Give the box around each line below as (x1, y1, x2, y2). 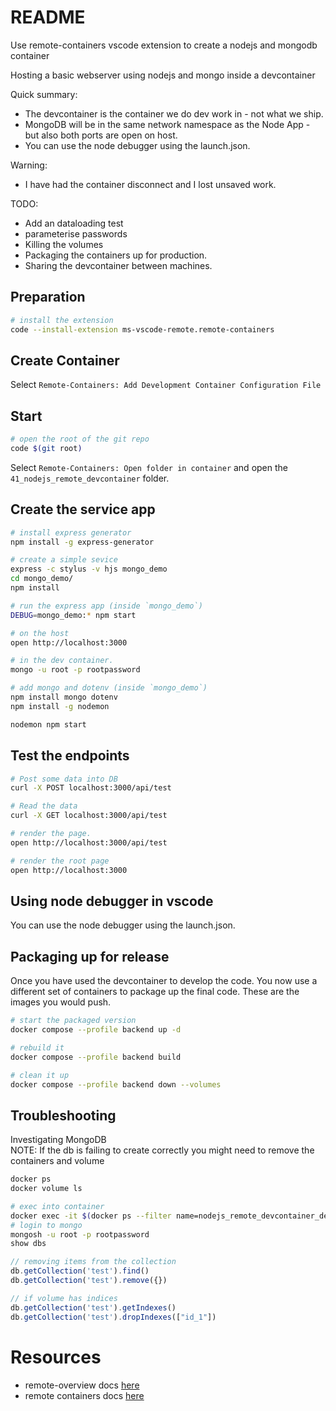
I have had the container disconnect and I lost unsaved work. (24, 178, 277, 190)
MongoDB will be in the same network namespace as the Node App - (24, 118, 311, 130)
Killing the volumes (24, 238, 104, 250)
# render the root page (10, 856, 110, 866)
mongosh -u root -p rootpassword (10, 1229, 150, 1240)
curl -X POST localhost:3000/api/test (10, 783, 172, 793)
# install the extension (10, 315, 114, 325)
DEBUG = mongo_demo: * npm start (10, 610, 137, 620)
